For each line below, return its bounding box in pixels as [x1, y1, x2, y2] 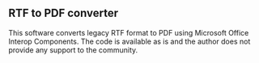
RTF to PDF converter [8, 6, 119, 20]
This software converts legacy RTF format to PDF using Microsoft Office [8, 27, 249, 37]
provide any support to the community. [8, 44, 138, 55]
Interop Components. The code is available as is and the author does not [8, 36, 251, 46]
